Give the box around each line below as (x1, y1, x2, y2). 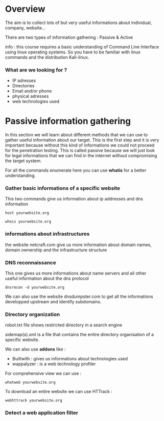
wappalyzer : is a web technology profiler (12, 361, 96, 367)
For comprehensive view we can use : (5, 371, 82, 376)
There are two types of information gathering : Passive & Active (5, 34, 133, 40)
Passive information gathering (5, 116, 131, 127)
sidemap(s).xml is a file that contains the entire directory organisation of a (5, 332, 154, 338)
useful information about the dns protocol (5, 275, 89, 281)
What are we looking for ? (5, 66, 67, 73)
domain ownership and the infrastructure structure (5, 247, 107, 253)
